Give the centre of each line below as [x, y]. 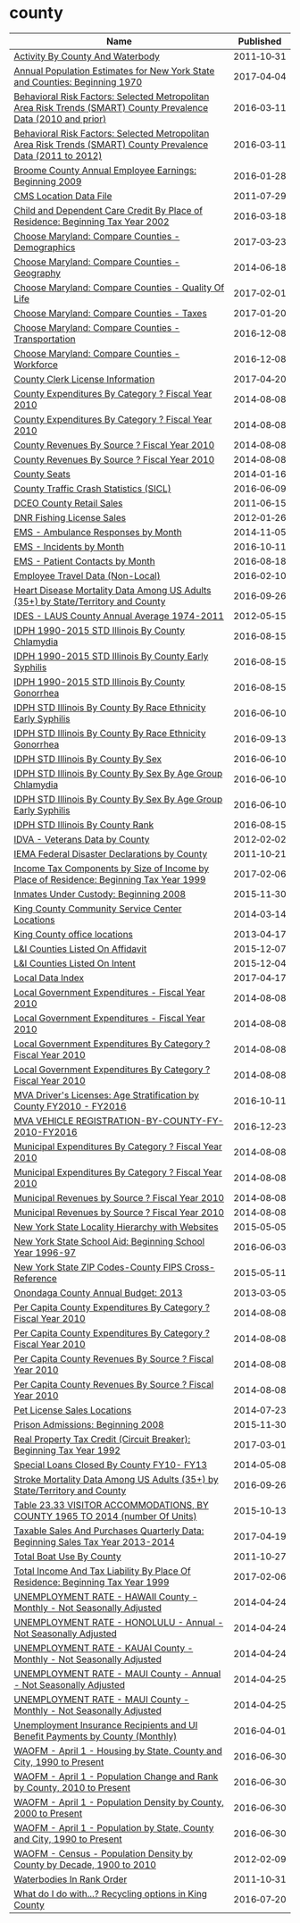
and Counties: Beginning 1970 [78, 81]
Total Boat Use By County [68, 1556]
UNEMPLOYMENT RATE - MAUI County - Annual [117, 1674]
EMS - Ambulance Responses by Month [98, 532]
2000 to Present [48, 1813]
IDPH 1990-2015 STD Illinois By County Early [111, 656]
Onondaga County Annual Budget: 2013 [98, 1292]
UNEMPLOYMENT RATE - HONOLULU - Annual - [119, 1622]
